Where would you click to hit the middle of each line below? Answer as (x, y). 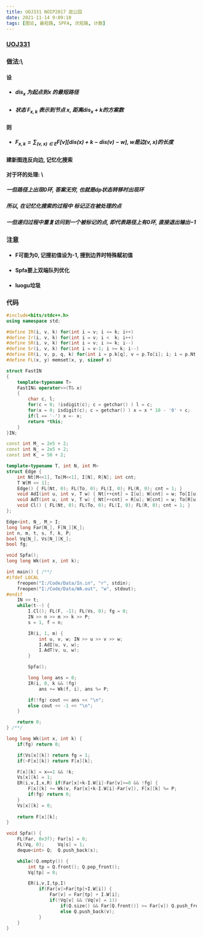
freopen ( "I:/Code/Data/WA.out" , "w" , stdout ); (77, 589)
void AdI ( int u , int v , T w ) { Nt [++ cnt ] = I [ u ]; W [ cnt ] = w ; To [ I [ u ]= (109, 494)
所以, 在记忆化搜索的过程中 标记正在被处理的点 (64, 206)
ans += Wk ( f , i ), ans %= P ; (74, 689)
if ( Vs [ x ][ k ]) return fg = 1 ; (54, 755)
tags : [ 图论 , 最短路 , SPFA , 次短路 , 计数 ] (56, 23)
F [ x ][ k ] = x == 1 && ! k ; (46, 772)
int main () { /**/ (29, 572)
